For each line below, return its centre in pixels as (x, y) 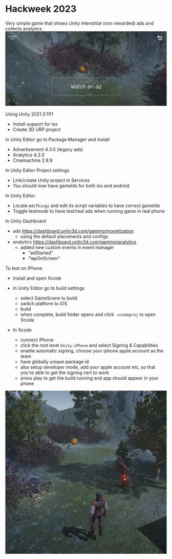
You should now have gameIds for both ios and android (71, 185)
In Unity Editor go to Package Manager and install (58, 139)
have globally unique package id (55, 361)
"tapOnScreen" (44, 258)
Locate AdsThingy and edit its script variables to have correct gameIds (86, 206)
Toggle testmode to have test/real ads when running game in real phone (89, 211)
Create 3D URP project (37, 129)
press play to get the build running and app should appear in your (89, 378)
